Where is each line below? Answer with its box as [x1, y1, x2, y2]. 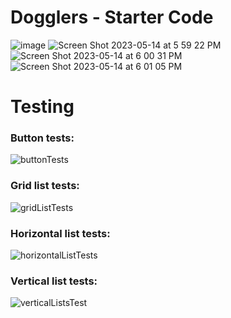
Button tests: [10, 131, 75, 145]
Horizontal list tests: [10, 226, 111, 240]
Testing [10, 96, 75, 118]
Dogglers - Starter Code [10, 6, 214, 29]
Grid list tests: [10, 179, 80, 193]
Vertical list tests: [10, 274, 98, 288]
